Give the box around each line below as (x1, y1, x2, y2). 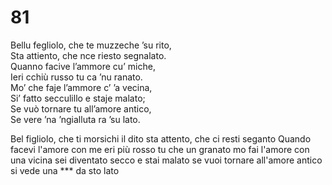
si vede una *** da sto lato (10, 164, 120, 176)
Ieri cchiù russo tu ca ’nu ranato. (10, 71, 143, 83)
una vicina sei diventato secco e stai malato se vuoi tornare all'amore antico (10, 154, 323, 166)
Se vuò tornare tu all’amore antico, (10, 102, 152, 115)
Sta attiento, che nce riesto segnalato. (10, 49, 167, 61)
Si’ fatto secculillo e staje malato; (10, 92, 146, 104)
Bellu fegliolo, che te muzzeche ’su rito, (10, 39, 172, 51)
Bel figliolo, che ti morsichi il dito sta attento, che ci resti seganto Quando (10, 132, 312, 145)
